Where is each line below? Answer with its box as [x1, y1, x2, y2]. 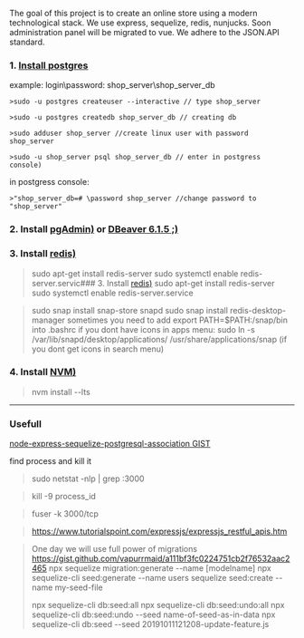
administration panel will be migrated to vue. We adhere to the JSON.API [9, 27, 280, 37]
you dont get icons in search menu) [31, 343, 165, 354]
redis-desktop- [230, 304, 287, 315]
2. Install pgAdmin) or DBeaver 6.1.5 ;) [9, 223, 179, 236]
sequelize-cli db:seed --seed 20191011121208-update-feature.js [31, 619, 270, 630]
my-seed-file [54, 582, 103, 593]
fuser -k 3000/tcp [31, 508, 100, 519]
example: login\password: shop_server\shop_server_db [9, 80, 215, 91]
